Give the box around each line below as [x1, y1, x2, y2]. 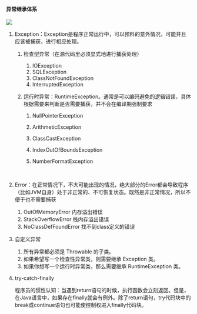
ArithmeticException [32, 123, 82, 131]
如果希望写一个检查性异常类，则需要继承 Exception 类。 [23, 256, 159, 263]
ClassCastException [32, 135, 81, 142]
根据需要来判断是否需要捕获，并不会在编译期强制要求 [23, 101, 153, 108]
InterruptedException [32, 81, 84, 88]
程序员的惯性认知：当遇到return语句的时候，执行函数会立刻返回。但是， [14, 287, 189, 294]
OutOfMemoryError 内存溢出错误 [23, 209, 103, 216]
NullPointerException [32, 112, 84, 119]
